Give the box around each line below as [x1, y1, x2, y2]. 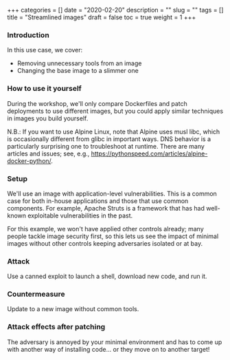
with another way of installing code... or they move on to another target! [7, 345, 210, 353]
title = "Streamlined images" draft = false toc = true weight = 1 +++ [7, 13, 196, 21]
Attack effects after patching [7, 322, 106, 332]
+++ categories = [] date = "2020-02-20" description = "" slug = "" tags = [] [7, 6, 224, 14]
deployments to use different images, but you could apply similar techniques [7, 107, 224, 115]
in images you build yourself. [7, 114, 89, 123]
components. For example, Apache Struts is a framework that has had [7, 204, 205, 212]
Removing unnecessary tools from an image [16, 59, 142, 67]
